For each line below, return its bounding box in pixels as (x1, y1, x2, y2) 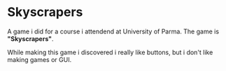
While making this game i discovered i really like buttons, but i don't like (7, 48, 213, 56)
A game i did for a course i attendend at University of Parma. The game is (7, 27, 219, 35)
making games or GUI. (7, 55, 72, 63)
